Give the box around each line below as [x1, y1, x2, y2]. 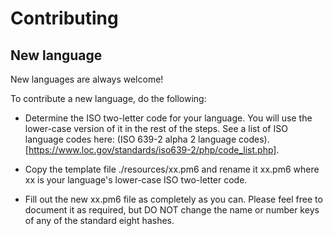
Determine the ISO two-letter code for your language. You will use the [24, 112, 313, 124]
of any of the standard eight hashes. [24, 215, 175, 226]
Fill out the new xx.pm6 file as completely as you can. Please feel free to [24, 193, 323, 205]
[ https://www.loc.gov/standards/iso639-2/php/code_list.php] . [24, 144, 280, 156]
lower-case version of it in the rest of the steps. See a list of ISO [24, 123, 288, 134]
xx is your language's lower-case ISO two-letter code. [24, 174, 248, 186]
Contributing [10, 7, 119, 30]
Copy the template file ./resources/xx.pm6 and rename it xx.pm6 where [24, 163, 320, 175]
